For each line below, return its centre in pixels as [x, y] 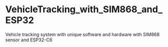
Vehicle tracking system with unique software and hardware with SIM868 [82, 34]
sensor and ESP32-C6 [29, 40]
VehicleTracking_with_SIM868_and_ [84, 9]
